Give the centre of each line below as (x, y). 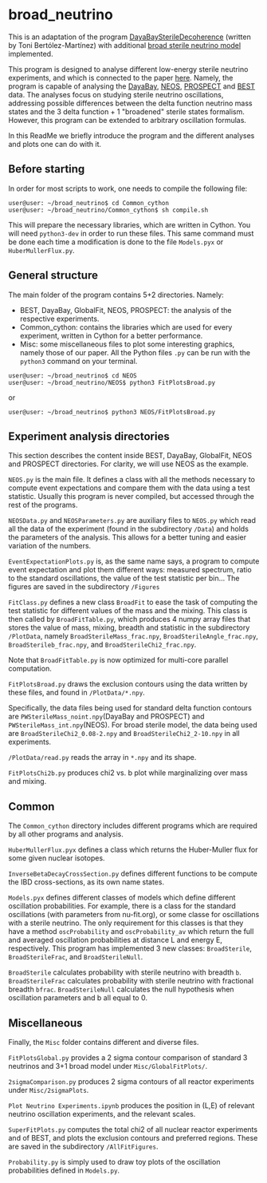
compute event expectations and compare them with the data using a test (130, 488)
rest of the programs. (43, 505)
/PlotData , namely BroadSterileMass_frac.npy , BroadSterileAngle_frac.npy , (133, 636)
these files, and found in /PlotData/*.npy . (77, 693)
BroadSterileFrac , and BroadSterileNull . (76, 957)
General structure (53, 276)
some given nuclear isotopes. (57, 858)
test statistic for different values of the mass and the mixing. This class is (128, 611)
